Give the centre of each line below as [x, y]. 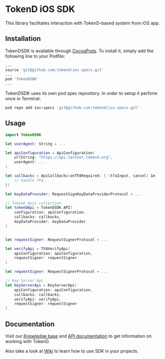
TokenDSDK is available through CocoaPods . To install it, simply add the [79, 50]
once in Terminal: [23, 99]
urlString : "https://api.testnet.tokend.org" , [63, 158]
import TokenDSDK [23, 135]
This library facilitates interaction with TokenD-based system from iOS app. [82, 23]
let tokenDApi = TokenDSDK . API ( [39, 208]
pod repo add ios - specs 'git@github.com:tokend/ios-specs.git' [72, 108]
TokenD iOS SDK [40, 9]
